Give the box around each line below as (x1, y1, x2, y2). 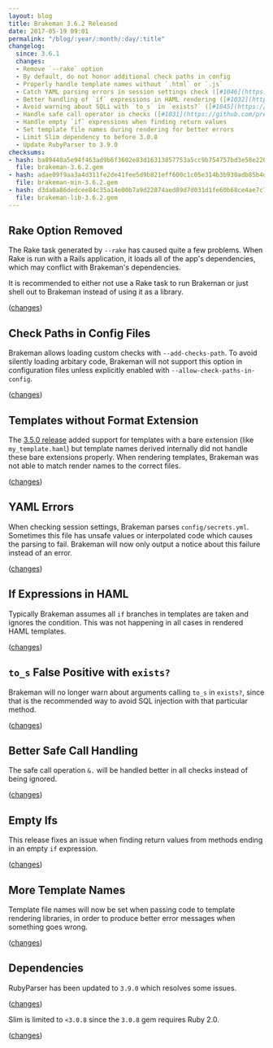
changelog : (8, 42, 45, 50)
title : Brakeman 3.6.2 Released (8, 20, 118, 28)
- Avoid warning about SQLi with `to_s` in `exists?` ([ (15, 103, 213, 111)
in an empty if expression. (8, 844, 98, 853)
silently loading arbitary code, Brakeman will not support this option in (8, 357, 243, 366)
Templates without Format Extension (8, 413, 199, 428)
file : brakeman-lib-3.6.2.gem (15, 193, 118, 202)
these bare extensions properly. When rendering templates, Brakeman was (8, 453, 259, 463)
